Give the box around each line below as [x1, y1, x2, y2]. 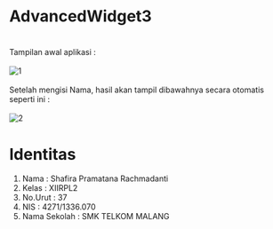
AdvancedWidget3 [9, 6, 153, 27]
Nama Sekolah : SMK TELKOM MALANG [21, 211, 171, 222]
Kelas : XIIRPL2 [21, 183, 78, 193]
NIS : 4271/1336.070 [21, 201, 96, 212]
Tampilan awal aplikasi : [9, 47, 96, 58]
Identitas [9, 144, 76, 164]
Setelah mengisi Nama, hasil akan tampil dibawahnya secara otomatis [9, 84, 265, 95]
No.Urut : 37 [21, 193, 68, 203]
